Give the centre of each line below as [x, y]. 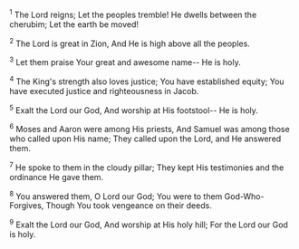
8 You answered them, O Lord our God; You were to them [116, 196]
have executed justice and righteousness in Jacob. [104, 91]
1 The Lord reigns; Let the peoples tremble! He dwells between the [133, 14]
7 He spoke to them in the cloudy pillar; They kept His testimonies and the [147, 167]
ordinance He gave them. [57, 177]
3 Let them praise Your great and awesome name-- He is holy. [125, 61]
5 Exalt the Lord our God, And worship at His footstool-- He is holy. [134, 110]
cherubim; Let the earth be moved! [74, 24]
